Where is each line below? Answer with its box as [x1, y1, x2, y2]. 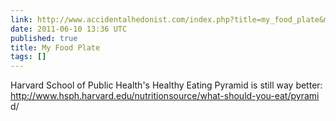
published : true [10, 33, 78, 43]
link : [10, 14, 33, 25]
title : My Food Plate [10, 42, 101, 53]
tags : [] [10, 52, 47, 62]
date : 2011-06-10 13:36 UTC [10, 24, 128, 34]
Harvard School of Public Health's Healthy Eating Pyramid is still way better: [10, 79, 323, 91]
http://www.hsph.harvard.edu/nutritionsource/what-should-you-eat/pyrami [10, 90, 320, 102]
